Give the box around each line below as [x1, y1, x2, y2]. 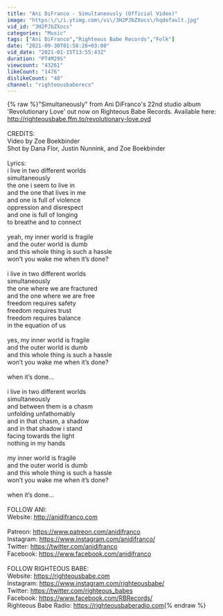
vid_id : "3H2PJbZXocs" [7, 23, 73, 30]
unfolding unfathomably [7, 410, 75, 418]
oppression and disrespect [7, 203, 84, 212]
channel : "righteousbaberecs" [7, 81, 95, 88]
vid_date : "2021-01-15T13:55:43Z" [7, 49, 107, 56]
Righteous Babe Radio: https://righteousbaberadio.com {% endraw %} [7, 601, 206, 610]
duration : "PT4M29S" [7, 55, 67, 62]
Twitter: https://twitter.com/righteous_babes [7, 587, 133, 595]
